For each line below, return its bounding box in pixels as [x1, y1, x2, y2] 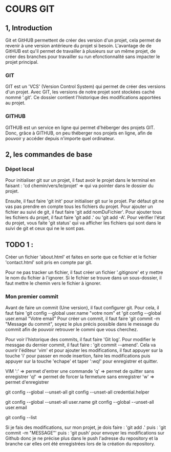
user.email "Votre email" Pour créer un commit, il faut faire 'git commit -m [5, 315, 160, 322]
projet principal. [5, 59, 39, 65]
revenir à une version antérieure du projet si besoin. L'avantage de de [5, 43, 152, 49]
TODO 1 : [5, 240, 33, 249]
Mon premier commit [5, 293, 59, 300]
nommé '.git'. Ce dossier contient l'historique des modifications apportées [5, 95, 161, 101]
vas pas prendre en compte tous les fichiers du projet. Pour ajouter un [5, 203, 154, 210]
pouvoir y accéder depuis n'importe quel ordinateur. [5, 135, 115, 141]
